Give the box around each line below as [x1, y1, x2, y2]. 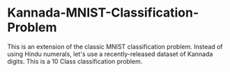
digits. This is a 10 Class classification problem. [7, 57, 143, 65]
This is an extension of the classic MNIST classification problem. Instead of [7, 42, 223, 51]
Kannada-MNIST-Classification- [7, 5, 199, 21]
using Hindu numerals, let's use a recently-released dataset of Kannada [7, 50, 213, 58]
